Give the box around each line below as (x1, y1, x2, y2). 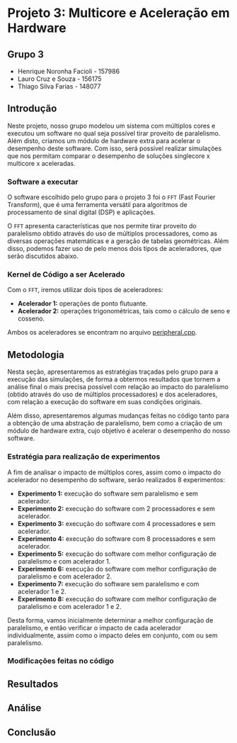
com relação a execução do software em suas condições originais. (7, 398, 202, 406)
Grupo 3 (7, 48, 45, 60)
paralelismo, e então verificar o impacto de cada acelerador (7, 623, 182, 632)
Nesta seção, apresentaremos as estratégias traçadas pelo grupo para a (7, 367, 219, 376)
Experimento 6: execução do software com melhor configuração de (17, 564, 217, 573)
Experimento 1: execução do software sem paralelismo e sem (17, 489, 198, 498)
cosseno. (17, 314, 45, 323)
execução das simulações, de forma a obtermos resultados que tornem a (7, 375, 221, 384)
